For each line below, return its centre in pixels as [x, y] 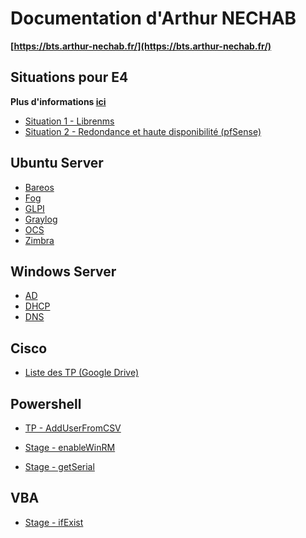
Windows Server [63, 271]
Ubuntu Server [57, 163]
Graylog [41, 219]
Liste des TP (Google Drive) [82, 373]
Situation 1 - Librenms [69, 121]
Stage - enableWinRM [70, 447]
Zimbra [39, 240]
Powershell [46, 403]
